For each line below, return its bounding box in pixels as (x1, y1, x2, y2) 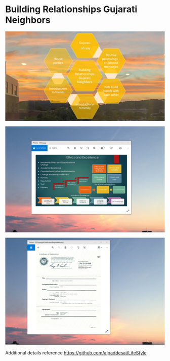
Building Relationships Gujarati (5, 4, 138, 15)
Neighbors (5, 14, 51, 26)
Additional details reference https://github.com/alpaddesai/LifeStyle (5, 350, 147, 356)
